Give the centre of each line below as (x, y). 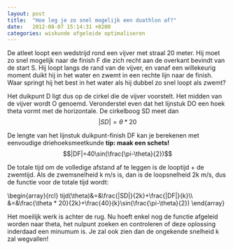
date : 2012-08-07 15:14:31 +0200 (59, 27)
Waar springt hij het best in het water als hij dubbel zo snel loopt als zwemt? (116, 83)
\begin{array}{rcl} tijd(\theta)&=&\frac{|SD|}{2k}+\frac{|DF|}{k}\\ (100, 196)
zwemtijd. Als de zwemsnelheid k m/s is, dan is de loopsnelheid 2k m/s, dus (116, 175)
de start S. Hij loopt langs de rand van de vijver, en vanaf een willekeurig (112, 68)
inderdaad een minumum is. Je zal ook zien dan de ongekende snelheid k (113, 232)
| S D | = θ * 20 (118, 122)
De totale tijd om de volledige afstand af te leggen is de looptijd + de (106, 168)
